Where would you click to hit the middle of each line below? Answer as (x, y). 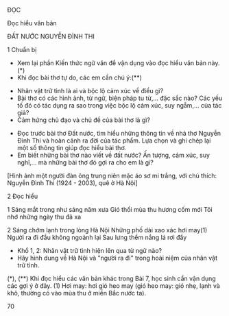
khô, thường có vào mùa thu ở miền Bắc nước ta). (76, 293)
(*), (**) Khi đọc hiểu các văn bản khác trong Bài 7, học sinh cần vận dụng (111, 278)
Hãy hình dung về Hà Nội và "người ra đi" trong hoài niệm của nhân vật (117, 258)
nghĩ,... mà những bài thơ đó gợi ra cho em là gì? (85, 162)
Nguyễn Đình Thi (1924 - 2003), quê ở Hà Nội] (73, 183)
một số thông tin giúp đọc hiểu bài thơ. (72, 148)
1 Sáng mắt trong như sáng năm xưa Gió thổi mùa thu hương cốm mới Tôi (110, 209)
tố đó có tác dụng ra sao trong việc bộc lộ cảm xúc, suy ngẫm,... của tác (119, 105)
